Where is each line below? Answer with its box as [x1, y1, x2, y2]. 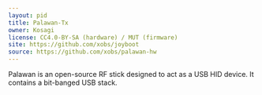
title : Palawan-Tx [8, 19, 69, 27]
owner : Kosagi [8, 26, 55, 34]
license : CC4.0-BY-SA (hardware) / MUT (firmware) [8, 33, 178, 42]
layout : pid [8, 11, 47, 20]
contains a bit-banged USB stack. [8, 78, 118, 87]
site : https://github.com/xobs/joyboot [8, 41, 140, 49]
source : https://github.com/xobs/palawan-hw [8, 48, 157, 56]
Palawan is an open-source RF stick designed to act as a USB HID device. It [8, 70, 254, 79]
